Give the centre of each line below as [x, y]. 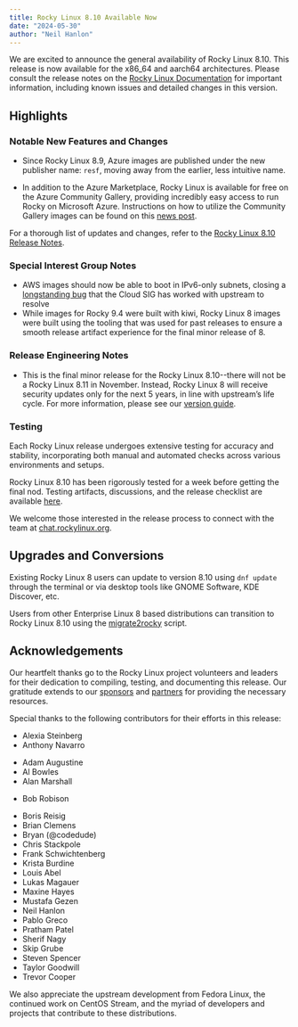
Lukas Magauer [51, 882]
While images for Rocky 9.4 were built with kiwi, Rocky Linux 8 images [151, 314]
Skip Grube [43, 948]
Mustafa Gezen [50, 900]
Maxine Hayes [48, 891]
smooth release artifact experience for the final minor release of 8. [144, 333]
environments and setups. [57, 464]
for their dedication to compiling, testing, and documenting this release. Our [148, 682]
